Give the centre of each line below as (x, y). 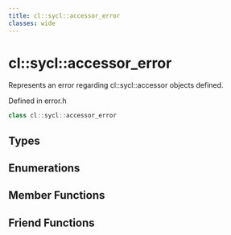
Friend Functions (52, 223)
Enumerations (44, 169)
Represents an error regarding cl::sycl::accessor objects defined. (116, 85)
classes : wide (32, 23)
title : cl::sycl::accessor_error (64, 16)
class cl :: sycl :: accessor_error (62, 116)
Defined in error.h (37, 101)
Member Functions (57, 195)
